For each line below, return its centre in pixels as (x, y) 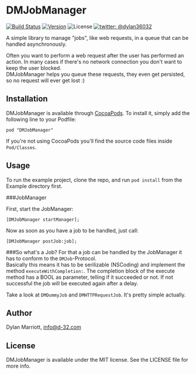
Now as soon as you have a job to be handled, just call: (72, 230)
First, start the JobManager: (40, 208)
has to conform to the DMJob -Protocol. (51, 258)
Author (19, 313)
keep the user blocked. (34, 68)
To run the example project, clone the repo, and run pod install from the (94, 180)
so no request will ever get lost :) (45, 80)
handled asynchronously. (37, 44)
